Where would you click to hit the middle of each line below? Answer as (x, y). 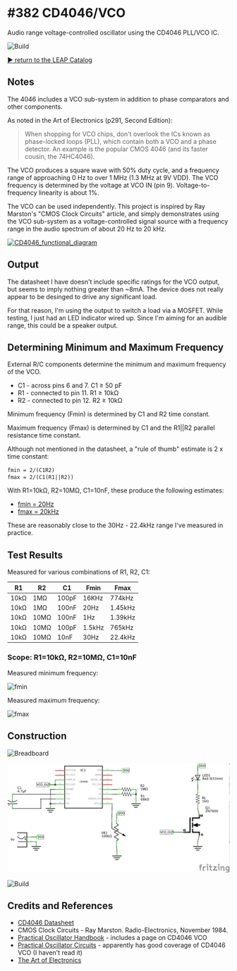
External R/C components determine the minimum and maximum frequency (117, 364)
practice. (20, 533)
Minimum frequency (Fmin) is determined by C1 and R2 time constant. (109, 414)
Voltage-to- (193, 185)
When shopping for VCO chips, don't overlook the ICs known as (117, 134)
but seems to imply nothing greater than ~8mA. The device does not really (115, 289)
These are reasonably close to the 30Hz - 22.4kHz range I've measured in (115, 525)
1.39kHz (123, 617)
